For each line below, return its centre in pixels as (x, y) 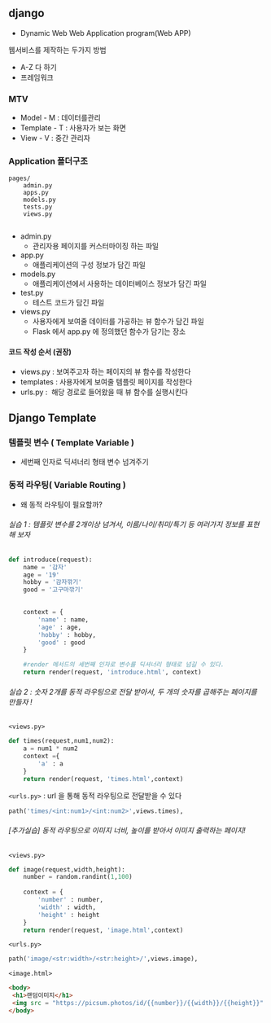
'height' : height (69, 915)
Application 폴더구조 (48, 161)
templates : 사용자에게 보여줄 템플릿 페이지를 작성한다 (106, 381)
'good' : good (61, 643)
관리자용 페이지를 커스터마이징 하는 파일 (96, 246)
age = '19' (42, 575)
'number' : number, (71, 900)
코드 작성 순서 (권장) (40, 352)
